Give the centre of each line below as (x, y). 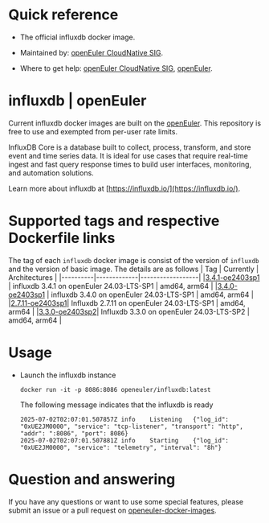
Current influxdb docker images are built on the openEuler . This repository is (135, 123)
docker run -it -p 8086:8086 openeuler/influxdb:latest (115, 389)
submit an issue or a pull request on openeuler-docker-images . (112, 510)
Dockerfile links (62, 238)
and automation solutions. (51, 173)
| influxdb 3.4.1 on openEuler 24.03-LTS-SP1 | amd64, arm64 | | (113, 286)
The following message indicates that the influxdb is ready (116, 405)
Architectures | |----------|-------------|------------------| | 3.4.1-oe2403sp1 (134, 277)
